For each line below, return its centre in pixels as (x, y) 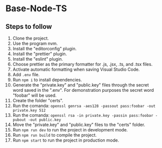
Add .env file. (26, 74)
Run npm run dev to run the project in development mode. (70, 130)
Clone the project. (31, 38)
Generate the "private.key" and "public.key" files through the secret (81, 85)
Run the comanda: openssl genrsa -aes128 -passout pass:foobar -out (84, 106)
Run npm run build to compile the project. (55, 135)
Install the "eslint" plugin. (38, 59)
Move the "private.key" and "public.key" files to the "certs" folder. (79, 125)
